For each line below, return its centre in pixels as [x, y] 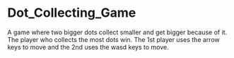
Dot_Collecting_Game [72, 13]
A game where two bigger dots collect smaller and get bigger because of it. [117, 32]
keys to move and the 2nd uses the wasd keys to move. [88, 47]
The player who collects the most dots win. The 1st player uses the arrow [114, 39]
